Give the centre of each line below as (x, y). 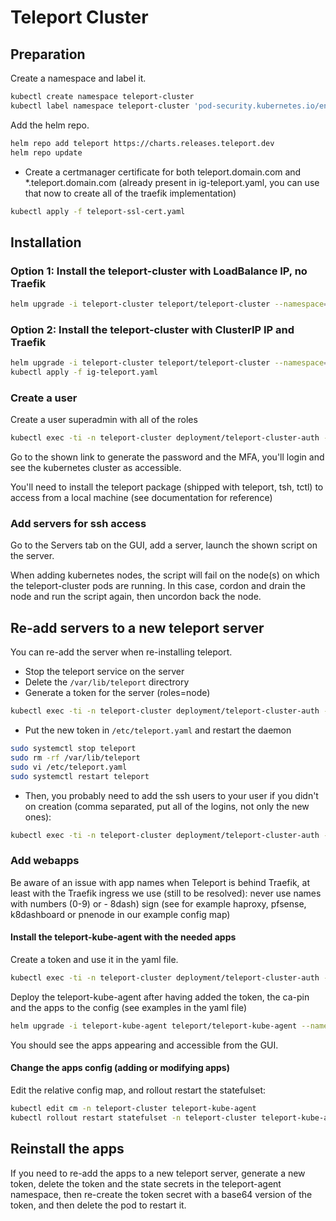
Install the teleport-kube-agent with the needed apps (123, 937)
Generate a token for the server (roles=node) (117, 693)
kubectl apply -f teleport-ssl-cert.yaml (98, 211)
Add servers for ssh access (78, 524)
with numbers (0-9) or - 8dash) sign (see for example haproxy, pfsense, (158, 903)
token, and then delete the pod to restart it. (98, 1205)
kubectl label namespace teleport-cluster (100, 106)
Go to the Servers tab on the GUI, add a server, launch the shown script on (164, 545)
